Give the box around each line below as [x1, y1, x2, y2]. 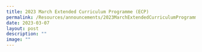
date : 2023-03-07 [6, 20, 50, 26]
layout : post [6, 25, 39, 32]
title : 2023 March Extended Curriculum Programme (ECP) [6, 8, 149, 15]
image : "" [6, 36, 31, 42]
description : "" [6, 31, 47, 37]
